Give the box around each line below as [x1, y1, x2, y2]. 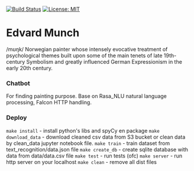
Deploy [6, 114, 27, 122]
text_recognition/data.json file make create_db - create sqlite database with [6, 146, 188, 153]
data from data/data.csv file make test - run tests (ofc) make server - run [6, 152, 183, 159]
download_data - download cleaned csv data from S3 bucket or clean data [6, 133, 186, 140]
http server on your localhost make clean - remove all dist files [6, 158, 157, 165]
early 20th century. [6, 64, 53, 71]
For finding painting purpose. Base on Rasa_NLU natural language [6, 93, 167, 100]
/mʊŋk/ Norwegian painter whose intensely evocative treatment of [6, 45, 168, 52]
